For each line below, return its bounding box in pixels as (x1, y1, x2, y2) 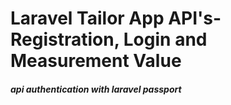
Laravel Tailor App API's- (10, 7, 222, 30)
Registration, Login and (10, 28, 208, 51)
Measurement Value (10, 50, 182, 72)
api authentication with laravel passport (10, 83, 182, 95)
